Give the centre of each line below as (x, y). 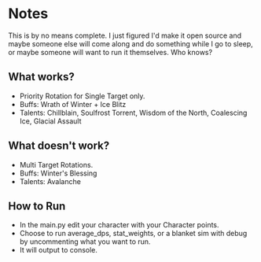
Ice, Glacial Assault (50, 121)
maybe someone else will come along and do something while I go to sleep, (130, 43)
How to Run (37, 206)
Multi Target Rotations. (56, 164)
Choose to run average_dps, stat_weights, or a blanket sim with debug (133, 234)
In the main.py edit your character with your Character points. (119, 225)
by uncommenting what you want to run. (85, 242)
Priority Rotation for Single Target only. (82, 96)
